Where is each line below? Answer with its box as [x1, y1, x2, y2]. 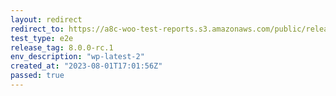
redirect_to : [10, 24, 65, 34]
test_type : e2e [10, 33, 74, 43]
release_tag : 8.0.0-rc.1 [10, 42, 114, 53]
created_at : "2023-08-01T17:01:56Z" [10, 61, 163, 71]
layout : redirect [10, 14, 83, 25]
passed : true [10, 71, 65, 81]
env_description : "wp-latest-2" [10, 52, 145, 62]
